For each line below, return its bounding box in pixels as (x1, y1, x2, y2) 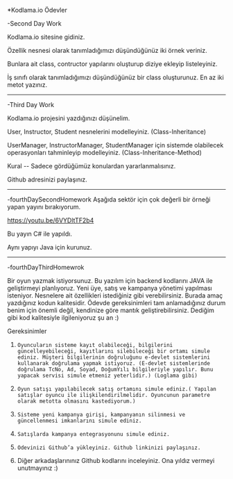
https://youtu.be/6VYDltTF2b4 (7, 216, 94, 225)
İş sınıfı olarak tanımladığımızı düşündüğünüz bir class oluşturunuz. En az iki (7, 73, 224, 81)
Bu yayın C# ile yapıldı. (7, 229, 73, 238)
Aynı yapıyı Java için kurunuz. (7, 243, 92, 251)
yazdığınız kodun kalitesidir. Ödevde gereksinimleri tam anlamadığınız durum (7, 299, 226, 307)
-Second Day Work (7, 19, 62, 27)
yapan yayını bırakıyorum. (7, 203, 81, 211)
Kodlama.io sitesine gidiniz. (7, 33, 85, 41)
